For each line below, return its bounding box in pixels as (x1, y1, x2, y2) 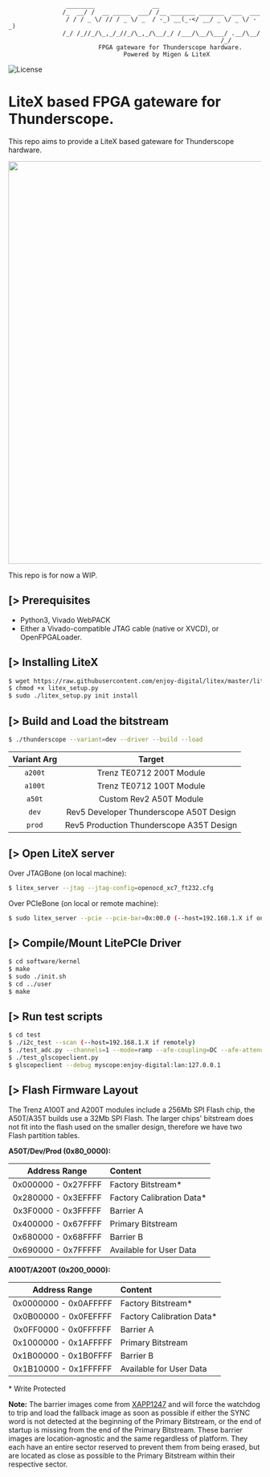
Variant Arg (12, 753, 58, 764)
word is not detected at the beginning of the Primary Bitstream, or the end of (8, 1416, 262, 1426)
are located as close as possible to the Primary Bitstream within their (8, 1450, 235, 1460)
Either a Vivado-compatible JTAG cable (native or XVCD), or (19, 623, 219, 633)
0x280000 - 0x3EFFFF (12, 1192, 102, 1203)
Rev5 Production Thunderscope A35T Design (64, 819, 238, 830)
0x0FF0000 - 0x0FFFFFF (13, 1323, 112, 1334)
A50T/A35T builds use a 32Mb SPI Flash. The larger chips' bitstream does (8, 1113, 254, 1123)
